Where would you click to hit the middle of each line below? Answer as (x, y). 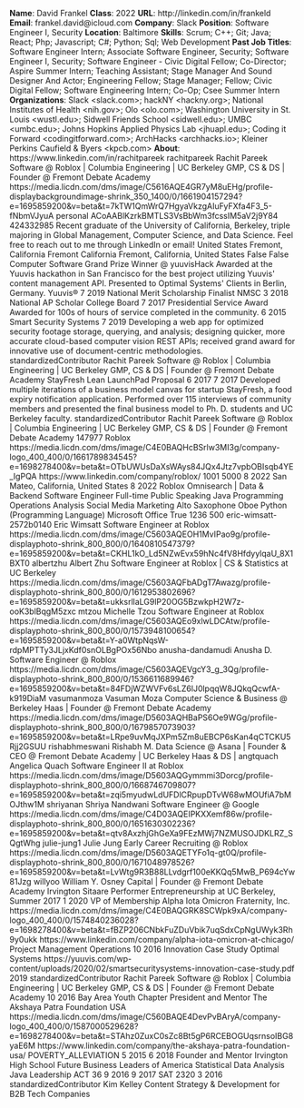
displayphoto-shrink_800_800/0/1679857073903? (103, 727)
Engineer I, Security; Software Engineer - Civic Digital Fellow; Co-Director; (148, 61)
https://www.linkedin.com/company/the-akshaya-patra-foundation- (164, 1045)
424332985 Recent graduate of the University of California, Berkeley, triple (150, 225)
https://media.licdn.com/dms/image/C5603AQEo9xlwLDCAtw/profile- (140, 621)
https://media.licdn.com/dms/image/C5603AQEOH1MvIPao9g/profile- (140, 534)
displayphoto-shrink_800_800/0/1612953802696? (103, 592)
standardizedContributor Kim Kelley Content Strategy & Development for (145, 1084)
